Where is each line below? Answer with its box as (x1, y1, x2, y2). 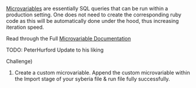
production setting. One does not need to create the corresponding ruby (6, 11, 181, 18)
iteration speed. (6, 23, 44, 31)
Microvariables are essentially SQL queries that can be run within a (6, 5, 168, 12)
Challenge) (6, 58, 33, 65)
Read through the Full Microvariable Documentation (6, 35, 131, 42)
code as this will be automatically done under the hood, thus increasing (6, 18, 180, 24)
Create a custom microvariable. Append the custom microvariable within (14, 69, 190, 76)
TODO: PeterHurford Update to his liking (6, 46, 104, 53)
